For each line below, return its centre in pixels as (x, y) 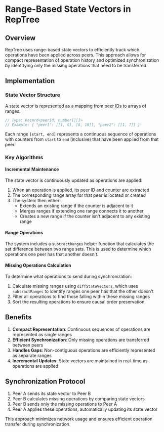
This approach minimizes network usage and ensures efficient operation (79, 419)
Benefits (19, 317)
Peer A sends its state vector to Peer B (52, 393)
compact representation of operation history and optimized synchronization (82, 60)
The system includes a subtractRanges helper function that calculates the (80, 244)
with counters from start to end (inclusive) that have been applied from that (82, 139)
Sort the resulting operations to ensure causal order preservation (78, 302)
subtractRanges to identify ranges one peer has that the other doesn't (83, 291)
